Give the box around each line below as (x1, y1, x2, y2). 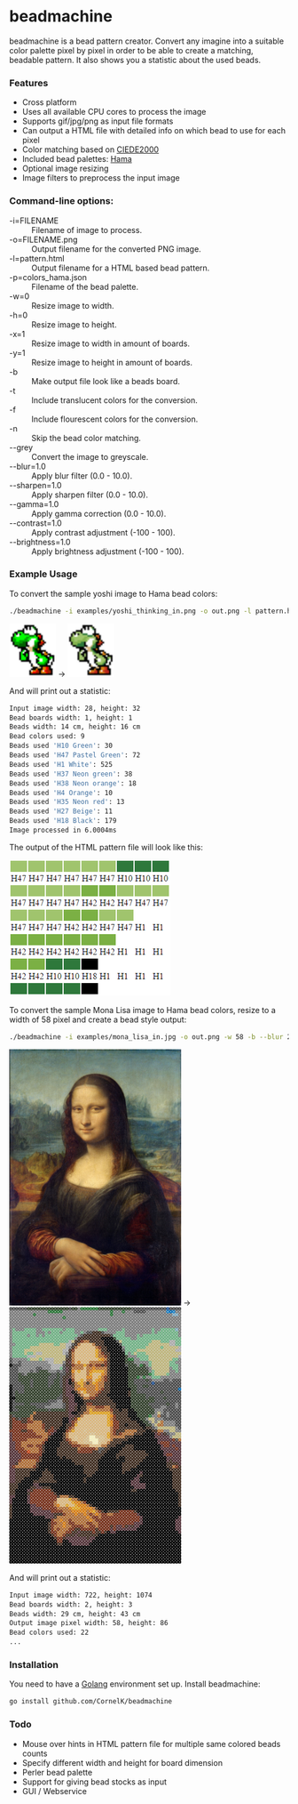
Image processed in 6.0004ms (9, 825, 117, 835)
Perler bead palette (21, 1767, 93, 1777)
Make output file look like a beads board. (31, 375, 180, 386)
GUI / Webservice (21, 1785, 87, 1796)
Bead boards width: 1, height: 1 (9, 713, 133, 722)
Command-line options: (9, 195, 114, 207)
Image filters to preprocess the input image (21, 173, 180, 183)
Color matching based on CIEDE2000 (21, 144, 160, 155)
